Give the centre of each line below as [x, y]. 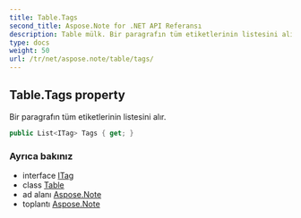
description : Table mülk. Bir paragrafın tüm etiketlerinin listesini [144, 34]
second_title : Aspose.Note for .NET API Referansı [106, 26]
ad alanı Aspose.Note [62, 194]
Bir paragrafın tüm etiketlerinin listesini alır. [88, 116]
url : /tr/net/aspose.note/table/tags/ [82, 59]
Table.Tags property [67, 95]
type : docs [30, 42]
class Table [43, 185]
